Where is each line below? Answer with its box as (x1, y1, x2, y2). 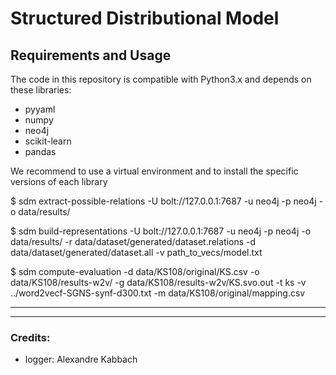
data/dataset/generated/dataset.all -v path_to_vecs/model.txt (10, 247, 263, 258)
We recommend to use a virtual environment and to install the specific (10, 165, 299, 177)
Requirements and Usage (10, 47, 172, 64)
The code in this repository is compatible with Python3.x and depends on (10, 73, 312, 85)
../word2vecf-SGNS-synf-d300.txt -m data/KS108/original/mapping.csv (10, 287, 306, 299)
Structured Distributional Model (10, 7, 280, 30)
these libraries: (10, 84, 72, 96)
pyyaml (24, 103, 56, 115)
